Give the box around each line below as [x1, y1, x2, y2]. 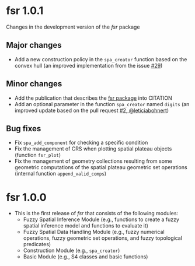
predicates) [23, 241, 51, 248]
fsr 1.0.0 [6, 191, 47, 204]
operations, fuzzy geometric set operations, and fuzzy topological [23, 235, 183, 242]
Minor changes [6, 79, 62, 89]
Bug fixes [6, 124, 41, 134]
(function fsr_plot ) [14, 152, 61, 159]
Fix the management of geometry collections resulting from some [14, 157, 172, 164]
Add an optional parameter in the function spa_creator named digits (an [14, 100, 190, 107]
